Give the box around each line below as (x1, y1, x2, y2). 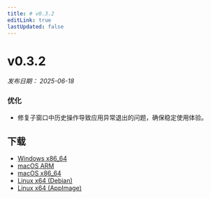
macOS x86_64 (17, 169, 61, 177)
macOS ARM (17, 161, 54, 170)
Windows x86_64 (17, 154, 68, 163)
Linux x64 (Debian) (17, 177, 73, 185)
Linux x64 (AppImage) (17, 184, 82, 192)
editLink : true (7, 17, 52, 24)
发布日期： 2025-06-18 (7, 77, 75, 86)
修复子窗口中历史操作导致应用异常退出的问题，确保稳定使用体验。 (17, 113, 208, 122)
